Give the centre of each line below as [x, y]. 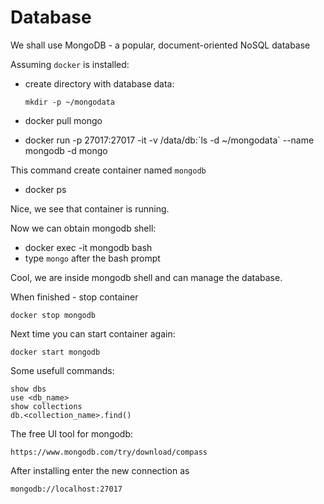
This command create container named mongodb [108, 170]
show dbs [28, 389]
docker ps [45, 189]
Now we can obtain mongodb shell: [83, 228]
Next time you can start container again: [93, 333]
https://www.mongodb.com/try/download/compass [109, 452]
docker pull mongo [63, 120]
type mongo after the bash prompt [92, 258]
